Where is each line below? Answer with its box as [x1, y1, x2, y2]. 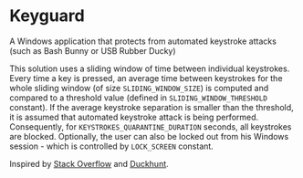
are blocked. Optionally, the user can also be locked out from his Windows [9, 131, 289, 141]
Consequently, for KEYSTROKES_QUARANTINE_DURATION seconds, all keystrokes [9, 120, 292, 132]
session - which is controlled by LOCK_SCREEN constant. [9, 141, 214, 152]
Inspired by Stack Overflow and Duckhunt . [9, 158, 169, 169]
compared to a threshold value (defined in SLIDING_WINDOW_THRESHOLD [9, 92, 267, 103]
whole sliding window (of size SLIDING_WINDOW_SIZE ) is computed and [9, 82, 269, 93]
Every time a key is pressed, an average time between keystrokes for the [9, 72, 283, 83]
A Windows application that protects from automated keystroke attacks [9, 36, 277, 47]
